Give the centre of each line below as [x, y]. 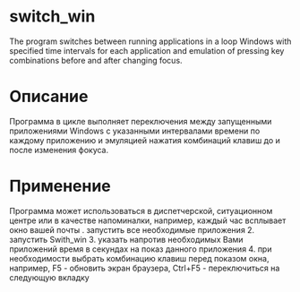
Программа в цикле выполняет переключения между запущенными [141, 121]
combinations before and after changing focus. [96, 60]
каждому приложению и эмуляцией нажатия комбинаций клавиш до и [145, 140]
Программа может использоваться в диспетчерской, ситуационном [141, 210]
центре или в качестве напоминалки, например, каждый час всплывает [148, 220]
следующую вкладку [49, 277]
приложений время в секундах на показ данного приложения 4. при [141, 249]
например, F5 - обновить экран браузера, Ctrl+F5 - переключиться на [145, 268]
